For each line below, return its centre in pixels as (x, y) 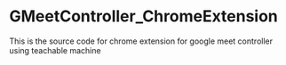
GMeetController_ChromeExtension (143, 16)
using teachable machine (55, 50)
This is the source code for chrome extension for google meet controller (141, 41)
